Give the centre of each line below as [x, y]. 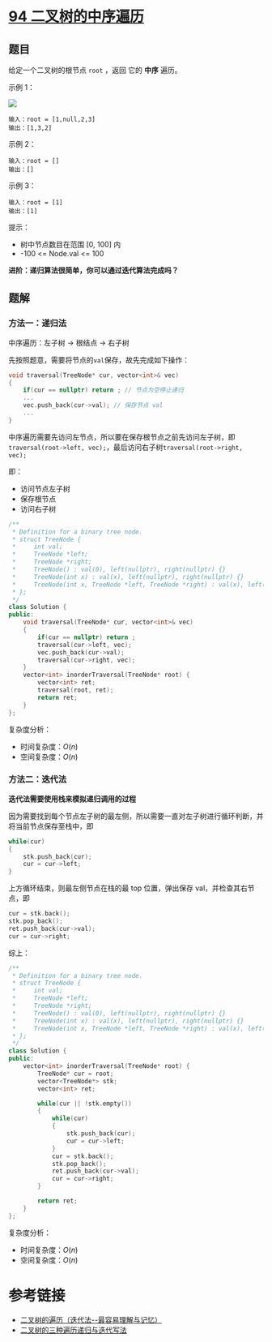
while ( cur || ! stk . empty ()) [85, 1104]
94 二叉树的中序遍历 [76, 17]
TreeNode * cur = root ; [76, 1074]
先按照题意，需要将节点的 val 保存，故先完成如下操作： [99, 360]
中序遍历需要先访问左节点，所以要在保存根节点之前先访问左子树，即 [122, 437]
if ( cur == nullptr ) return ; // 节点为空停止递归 [103, 390]
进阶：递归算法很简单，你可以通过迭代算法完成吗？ [93, 270]
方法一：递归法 [38, 324]
